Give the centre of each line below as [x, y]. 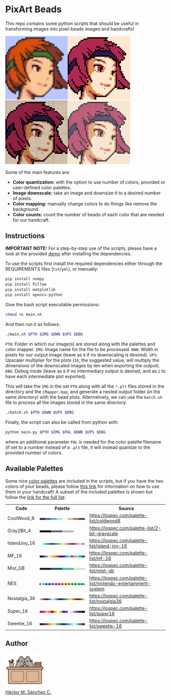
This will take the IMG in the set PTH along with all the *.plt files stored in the [85, 386]
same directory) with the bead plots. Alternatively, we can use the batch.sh [84, 397]
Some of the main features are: [38, 172]
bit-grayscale [103, 533]
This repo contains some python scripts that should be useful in [72, 23]
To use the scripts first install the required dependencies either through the [84, 264]
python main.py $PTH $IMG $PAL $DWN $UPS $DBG [55, 432]
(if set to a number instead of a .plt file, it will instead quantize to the [78, 447]
